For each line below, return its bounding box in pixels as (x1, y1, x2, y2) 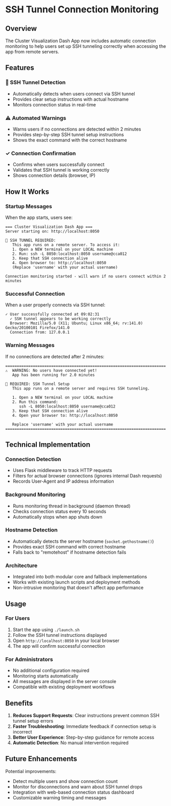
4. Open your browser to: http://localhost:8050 (12, 413, 118, 418)
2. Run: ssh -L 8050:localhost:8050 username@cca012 (12, 251, 127, 257)
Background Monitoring (5, 491, 66, 498)
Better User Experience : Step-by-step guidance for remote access (12, 734, 155, 740)
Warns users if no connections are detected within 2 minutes (12, 126, 141, 132)
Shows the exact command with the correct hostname (12, 137, 127, 143)
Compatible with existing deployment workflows (12, 684, 115, 690)
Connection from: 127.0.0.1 (10, 330, 70, 335)
